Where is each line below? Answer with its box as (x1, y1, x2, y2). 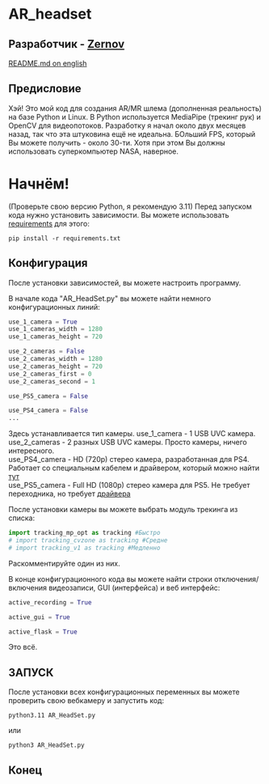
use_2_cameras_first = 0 (8, 370, 92, 378)
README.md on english (8, 58, 87, 68)
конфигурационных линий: (8, 302, 101, 311)
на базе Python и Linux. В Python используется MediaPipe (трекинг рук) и (8, 112, 261, 121)
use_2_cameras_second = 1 (8, 377, 95, 385)
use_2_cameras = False (8, 347, 85, 356)
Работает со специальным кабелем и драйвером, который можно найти (8, 463, 260, 473)
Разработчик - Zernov (8, 37, 125, 51)
